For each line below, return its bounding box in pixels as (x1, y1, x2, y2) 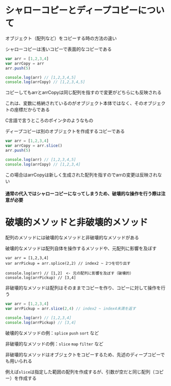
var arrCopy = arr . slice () (5, 143, 63, 148)
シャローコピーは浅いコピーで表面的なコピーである (5, 46, 112, 52)
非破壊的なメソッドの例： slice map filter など (5, 341, 104, 347)
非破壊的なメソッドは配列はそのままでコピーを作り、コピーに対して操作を (5, 285, 161, 291)
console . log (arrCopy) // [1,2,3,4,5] (5, 79, 85, 85)
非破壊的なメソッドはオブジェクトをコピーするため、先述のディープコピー (5, 351, 161, 357)
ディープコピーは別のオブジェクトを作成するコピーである (5, 128, 125, 134)
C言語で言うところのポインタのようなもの (5, 118, 94, 124)
